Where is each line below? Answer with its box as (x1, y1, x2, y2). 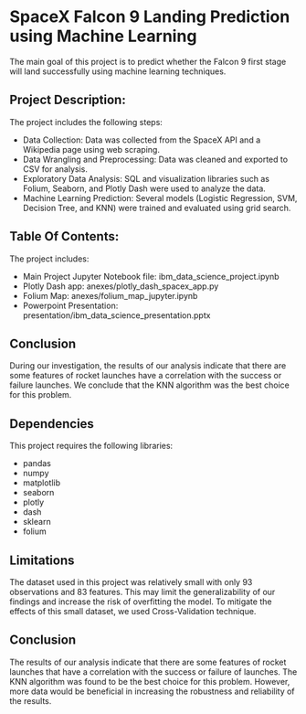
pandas (22, 458, 52, 469)
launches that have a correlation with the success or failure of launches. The (9, 666, 298, 677)
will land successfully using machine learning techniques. (9, 66, 227, 77)
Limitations (9, 552, 75, 568)
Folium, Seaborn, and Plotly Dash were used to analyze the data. (22, 183, 267, 194)
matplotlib (22, 477, 61, 488)
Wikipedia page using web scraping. (22, 144, 160, 155)
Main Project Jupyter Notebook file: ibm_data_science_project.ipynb (22, 271, 280, 282)
